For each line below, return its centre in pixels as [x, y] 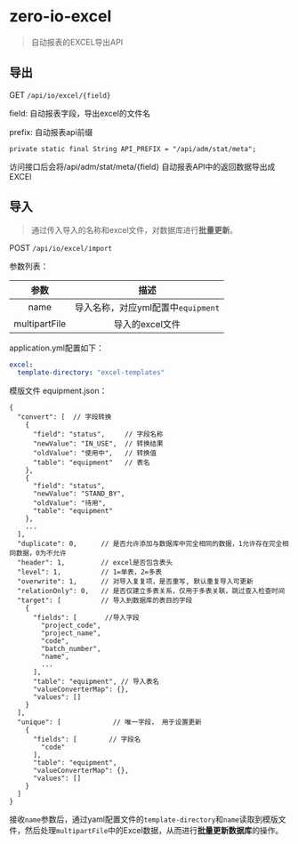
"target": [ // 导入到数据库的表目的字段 [105, 601]
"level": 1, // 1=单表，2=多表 [90, 572]
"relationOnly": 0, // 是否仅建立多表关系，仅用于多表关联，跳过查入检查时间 [151, 591]
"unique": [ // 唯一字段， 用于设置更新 [109, 722]
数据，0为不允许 [41, 553]
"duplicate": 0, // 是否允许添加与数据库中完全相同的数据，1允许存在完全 [150, 544]
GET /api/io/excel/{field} [60, 94]
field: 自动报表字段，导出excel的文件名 [80, 113]
